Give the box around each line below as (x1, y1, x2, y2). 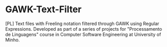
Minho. (5, 37, 20, 43)
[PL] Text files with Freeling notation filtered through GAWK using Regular (5, 20, 159, 27)
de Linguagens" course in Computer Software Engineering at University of (5, 31, 161, 37)
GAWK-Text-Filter (5, 4, 82, 15)
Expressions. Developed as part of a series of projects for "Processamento (5, 26, 162, 32)
